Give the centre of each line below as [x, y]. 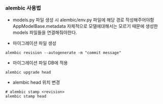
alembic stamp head [26, 96]
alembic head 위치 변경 [36, 82]
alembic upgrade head [28, 72]
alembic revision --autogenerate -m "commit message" [63, 53]
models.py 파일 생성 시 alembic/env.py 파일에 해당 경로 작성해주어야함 [83, 20]
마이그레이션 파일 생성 [35, 43]
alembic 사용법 [23, 8]
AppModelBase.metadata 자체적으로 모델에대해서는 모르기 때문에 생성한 [85, 26]
